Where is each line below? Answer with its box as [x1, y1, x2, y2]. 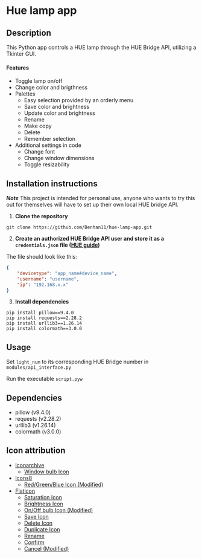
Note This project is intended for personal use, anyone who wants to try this [6, 195, 195, 202]
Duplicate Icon [24, 525, 60, 533]
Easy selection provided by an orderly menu [24, 97, 134, 104]
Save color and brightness [24, 103, 89, 111]
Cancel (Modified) [24, 545, 69, 552]
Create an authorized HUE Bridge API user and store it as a [14, 235, 165, 242]
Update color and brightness [24, 109, 95, 117]
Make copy [24, 122, 52, 130]
